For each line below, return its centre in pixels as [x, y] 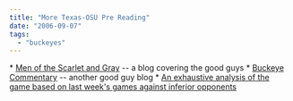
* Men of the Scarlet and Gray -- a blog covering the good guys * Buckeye [147, 68]
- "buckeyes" [42, 42]
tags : [19, 34]
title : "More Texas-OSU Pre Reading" [80, 17]
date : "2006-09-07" [46, 26]
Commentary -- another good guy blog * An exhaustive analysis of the [140, 78]
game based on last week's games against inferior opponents [123, 87]
